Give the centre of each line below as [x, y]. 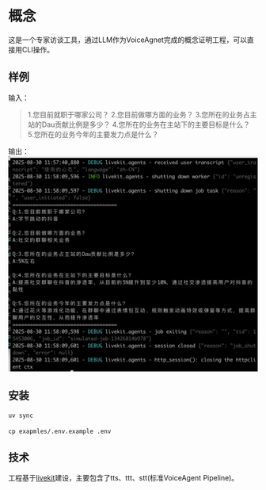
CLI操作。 [38, 49]
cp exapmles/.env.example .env [60, 431]
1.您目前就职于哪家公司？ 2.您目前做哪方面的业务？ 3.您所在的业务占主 [142, 114]
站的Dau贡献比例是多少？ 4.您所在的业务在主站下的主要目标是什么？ [139, 124]
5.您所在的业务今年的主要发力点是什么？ [93, 134]
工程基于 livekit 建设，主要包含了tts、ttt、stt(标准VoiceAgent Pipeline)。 [123, 478]
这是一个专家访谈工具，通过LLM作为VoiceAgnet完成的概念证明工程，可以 [128, 40]
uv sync [21, 415]
